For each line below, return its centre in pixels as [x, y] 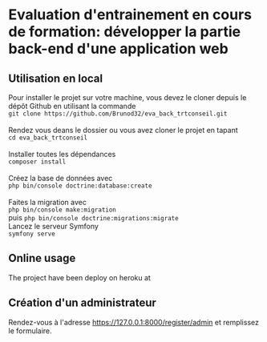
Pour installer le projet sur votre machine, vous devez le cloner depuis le [127, 97]
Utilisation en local [55, 78]
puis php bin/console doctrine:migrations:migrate [93, 217]
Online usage [42, 258]
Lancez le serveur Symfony [53, 226]
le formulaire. [30, 331]
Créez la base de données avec [61, 178]
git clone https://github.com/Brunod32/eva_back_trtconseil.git [118, 114]
